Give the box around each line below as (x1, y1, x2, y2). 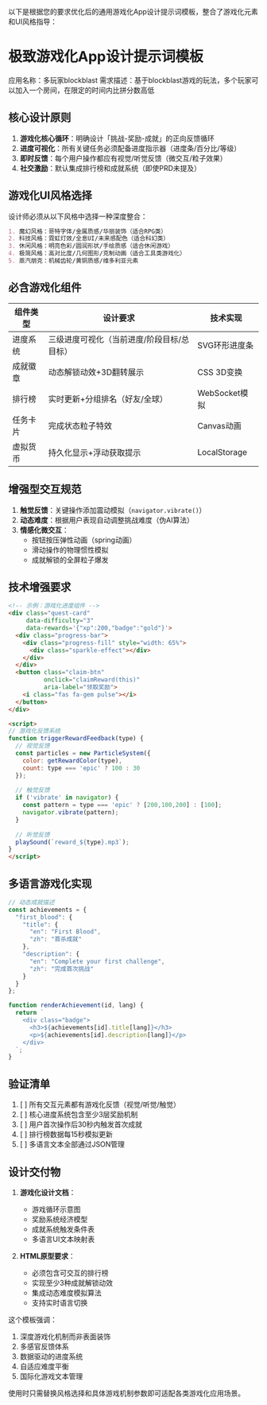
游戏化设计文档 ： (19, 1187, 76, 1197)
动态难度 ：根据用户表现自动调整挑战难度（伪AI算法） (19, 515, 195, 525)
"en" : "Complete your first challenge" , (29, 957, 165, 965)
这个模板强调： (8, 1314, 57, 1324)
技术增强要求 (8, 580, 72, 594)
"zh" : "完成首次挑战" (29, 964, 94, 972)
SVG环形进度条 (197, 340, 254, 351)
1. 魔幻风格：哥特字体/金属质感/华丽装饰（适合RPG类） (8, 227, 167, 235)
